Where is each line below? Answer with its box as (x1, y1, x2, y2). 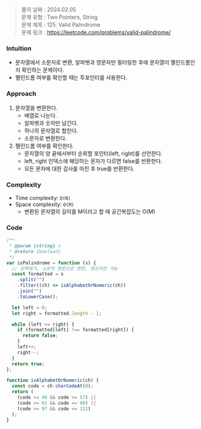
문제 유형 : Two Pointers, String (21, 13, 98, 21)
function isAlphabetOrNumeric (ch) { (6, 377, 99, 383)
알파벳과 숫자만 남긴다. (24, 119, 78, 126)
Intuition (6, 44, 32, 52)
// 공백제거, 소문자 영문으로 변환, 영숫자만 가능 (12, 266, 118, 272)
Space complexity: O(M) (15, 201, 75, 208)
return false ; (22, 332, 59, 339)
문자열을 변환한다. (15, 104, 58, 111)
